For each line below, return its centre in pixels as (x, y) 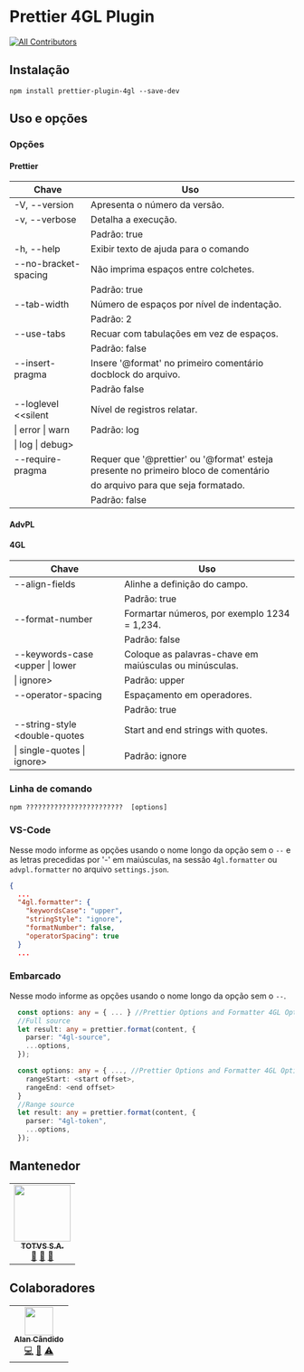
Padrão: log (115, 430)
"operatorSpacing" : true (72, 936)
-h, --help (37, 249)
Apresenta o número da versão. (157, 205)
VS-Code (30, 830)
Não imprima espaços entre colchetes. (172, 270)
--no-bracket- (47, 264)
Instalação (40, 70)
